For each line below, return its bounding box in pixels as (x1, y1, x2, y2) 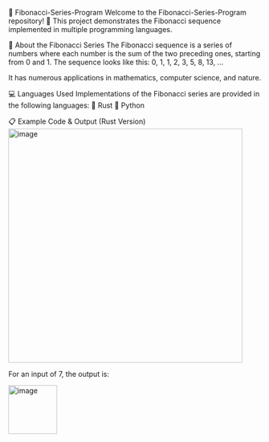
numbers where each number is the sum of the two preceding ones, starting (8, 49, 261, 58)
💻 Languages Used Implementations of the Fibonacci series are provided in (8, 89, 260, 98)
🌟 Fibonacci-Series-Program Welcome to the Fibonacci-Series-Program (8, 8, 247, 17)
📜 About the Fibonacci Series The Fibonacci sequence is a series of (8, 40, 233, 50)
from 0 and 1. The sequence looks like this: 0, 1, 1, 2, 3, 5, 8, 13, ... (8, 57, 224, 67)
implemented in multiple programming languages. (8, 25, 173, 34)
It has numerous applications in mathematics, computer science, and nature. (8, 73, 262, 82)
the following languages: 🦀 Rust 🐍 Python (8, 100, 145, 110)
